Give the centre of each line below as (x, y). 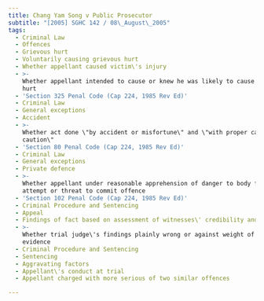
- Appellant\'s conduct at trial (70, 271)
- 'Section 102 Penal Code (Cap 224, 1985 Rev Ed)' (102, 198)
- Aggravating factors (52, 264)
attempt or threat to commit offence (84, 191)
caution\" (38, 139)
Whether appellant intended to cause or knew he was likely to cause (139, 81)
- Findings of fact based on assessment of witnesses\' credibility (130, 220)
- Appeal (29, 213)
